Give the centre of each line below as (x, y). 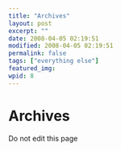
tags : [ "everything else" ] (54, 61)
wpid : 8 (21, 76)
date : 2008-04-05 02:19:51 (54, 38)
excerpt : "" (28, 31)
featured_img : (32, 69)
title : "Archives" (39, 16)
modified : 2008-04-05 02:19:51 (61, 46)
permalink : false (38, 53)
